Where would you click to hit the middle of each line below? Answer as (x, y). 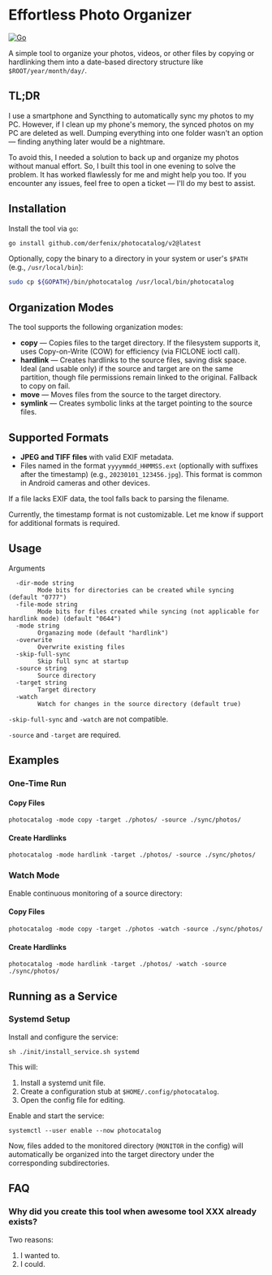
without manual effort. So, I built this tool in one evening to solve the (122, 166)
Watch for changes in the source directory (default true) (140, 704)
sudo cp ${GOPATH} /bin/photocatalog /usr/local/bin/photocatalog (121, 282)
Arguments (27, 568)
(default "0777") (38, 597)
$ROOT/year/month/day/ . (48, 70)
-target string (41, 683)
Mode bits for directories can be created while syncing (136, 590)
